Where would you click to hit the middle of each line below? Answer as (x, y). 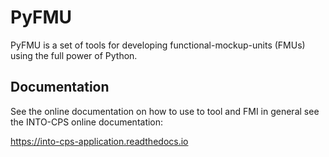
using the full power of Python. (74, 55)
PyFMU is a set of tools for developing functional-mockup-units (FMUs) (158, 45)
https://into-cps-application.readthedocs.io (99, 141)
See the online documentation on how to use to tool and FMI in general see (165, 111)
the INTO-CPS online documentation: (87, 122)
